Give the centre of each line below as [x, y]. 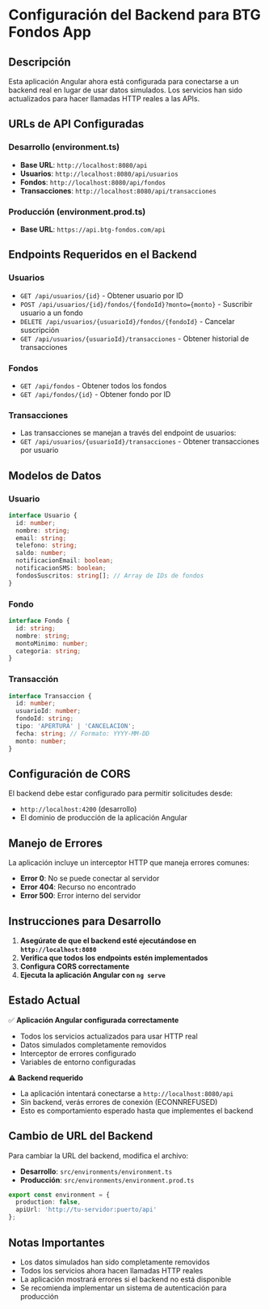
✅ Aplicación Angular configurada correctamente [94, 1020]
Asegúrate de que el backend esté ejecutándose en [108, 940]
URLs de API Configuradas [76, 124]
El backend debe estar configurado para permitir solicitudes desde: [120, 793]
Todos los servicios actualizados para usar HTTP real [109, 1036]
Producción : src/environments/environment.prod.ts [107, 1179]
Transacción [34, 680]
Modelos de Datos [55, 475]
